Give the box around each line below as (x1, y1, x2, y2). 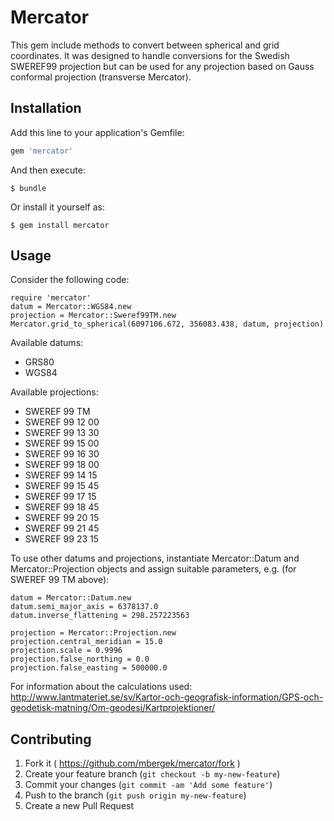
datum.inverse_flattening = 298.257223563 (10, 611, 190, 621)
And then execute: (10, 164, 86, 176)
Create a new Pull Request (24, 800, 135, 812)
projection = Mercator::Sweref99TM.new (10, 311, 177, 321)
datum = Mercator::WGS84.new (10, 302, 132, 312)
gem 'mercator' (10, 146, 74, 156)
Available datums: (10, 337, 84, 349)
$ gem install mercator (10, 220, 110, 230)
